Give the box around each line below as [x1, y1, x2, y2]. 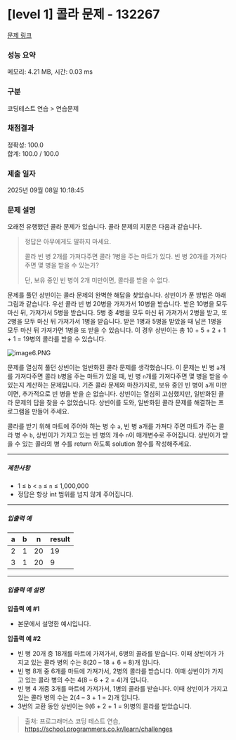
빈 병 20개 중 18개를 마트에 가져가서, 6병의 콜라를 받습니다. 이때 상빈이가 [17, 649, 217, 658]
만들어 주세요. [31, 407, 70, 416]
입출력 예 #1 [7, 604, 40, 613]
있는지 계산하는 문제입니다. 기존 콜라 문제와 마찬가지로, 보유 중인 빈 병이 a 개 [7, 381, 214, 390]
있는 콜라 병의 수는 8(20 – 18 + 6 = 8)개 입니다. [30, 658, 161, 667]
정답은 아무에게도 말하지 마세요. [24, 237, 111, 246]
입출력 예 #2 [7, 635, 41, 643]
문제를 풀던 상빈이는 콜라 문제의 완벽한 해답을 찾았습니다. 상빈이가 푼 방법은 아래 [7, 291, 227, 299]
